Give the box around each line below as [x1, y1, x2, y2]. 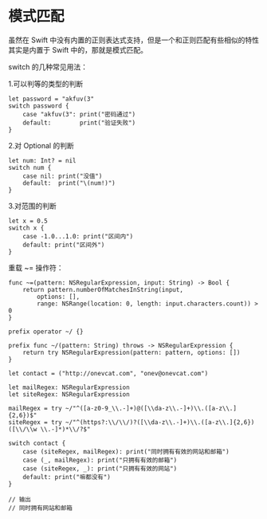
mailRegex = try [8, 404, 62, 412]
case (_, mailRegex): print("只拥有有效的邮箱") [22, 456, 178, 464]
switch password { [8, 101, 69, 110]
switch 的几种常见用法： [8, 61, 88, 72]
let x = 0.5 [8, 217, 48, 225]
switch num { [8, 163, 52, 171]
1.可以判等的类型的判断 [8, 79, 84, 88]
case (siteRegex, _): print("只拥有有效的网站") [22, 464, 178, 473]
